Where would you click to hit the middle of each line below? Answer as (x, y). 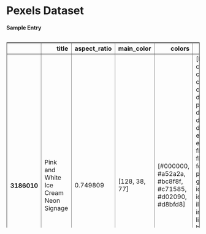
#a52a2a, (171, 173)
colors (180, 48)
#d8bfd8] (171, 204)
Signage (56, 208)
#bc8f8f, (170, 181)
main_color (135, 48)
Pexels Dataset (45, 11)
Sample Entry (24, 28)
